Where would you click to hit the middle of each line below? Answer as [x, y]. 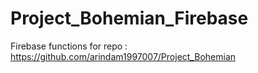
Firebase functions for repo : [69, 46]
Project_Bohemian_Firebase [129, 18]
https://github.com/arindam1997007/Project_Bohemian [123, 56]
